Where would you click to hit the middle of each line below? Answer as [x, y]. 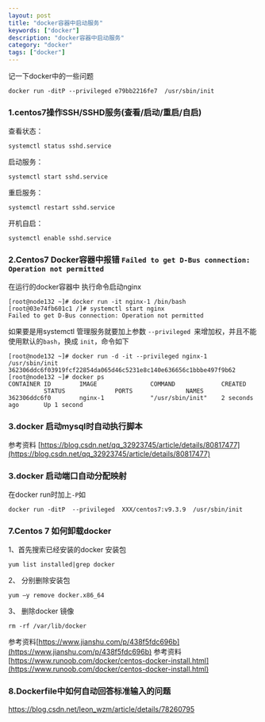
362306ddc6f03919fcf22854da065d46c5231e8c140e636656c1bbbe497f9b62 [122, 370]
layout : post [30, 15]
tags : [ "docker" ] [37, 52]
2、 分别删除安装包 [39, 581]
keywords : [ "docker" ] [44, 30]
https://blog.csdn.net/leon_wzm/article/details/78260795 [102, 709]
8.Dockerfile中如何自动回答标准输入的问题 [90, 691]
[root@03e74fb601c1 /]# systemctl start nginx [86, 309]
